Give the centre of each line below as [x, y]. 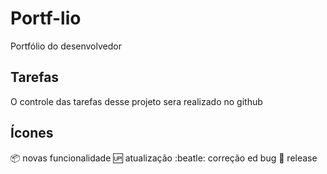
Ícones [32, 133]
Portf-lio [46, 18]
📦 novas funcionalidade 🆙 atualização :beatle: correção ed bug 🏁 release [164, 158]
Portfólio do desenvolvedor [66, 46]
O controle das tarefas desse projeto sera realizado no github [136, 101]
